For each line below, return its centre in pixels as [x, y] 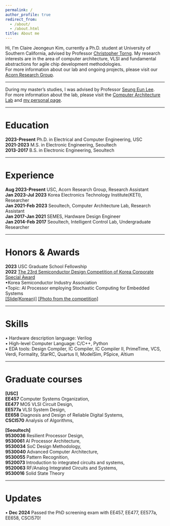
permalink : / [19, 10]
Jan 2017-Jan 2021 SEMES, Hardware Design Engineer [63, 216]
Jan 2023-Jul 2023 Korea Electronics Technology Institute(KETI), [74, 195]
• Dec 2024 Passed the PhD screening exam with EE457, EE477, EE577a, [81, 512]
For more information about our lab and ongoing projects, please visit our [81, 69]
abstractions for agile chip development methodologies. [63, 64]
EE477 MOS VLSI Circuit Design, [39, 404]
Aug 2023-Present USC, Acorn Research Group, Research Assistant [77, 189]
